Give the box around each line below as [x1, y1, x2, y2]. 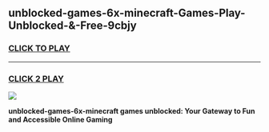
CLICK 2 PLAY [8, 73, 64, 84]
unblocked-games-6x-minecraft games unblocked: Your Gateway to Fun [8, 106, 255, 115]
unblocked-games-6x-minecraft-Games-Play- [8, 6, 246, 20]
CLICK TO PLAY [8, 43, 70, 54]
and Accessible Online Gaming [8, 114, 113, 124]
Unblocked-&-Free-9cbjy [8, 19, 138, 33]
